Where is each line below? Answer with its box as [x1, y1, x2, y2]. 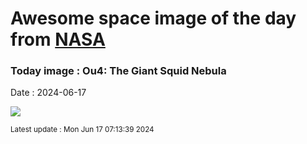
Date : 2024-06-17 [10, 87, 87, 99]
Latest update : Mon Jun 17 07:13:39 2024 [10, 125, 155, 135]
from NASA [10, 28, 106, 51]
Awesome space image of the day [10, 7, 297, 30]
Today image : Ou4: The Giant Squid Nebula [10, 64, 227, 78]
